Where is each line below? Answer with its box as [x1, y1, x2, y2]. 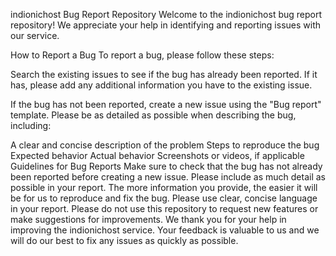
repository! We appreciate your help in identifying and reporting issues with [10, 19, 322, 31]
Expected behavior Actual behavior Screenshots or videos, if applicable [10, 150, 305, 161]
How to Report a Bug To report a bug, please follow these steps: [10, 49, 275, 61]
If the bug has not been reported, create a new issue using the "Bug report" [10, 99, 322, 110]
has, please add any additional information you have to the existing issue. [10, 79, 313, 91]
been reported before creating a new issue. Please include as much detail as [10, 171, 326, 183]
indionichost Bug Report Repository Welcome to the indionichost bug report [10, 9, 323, 20]
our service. [10, 30, 60, 41]
